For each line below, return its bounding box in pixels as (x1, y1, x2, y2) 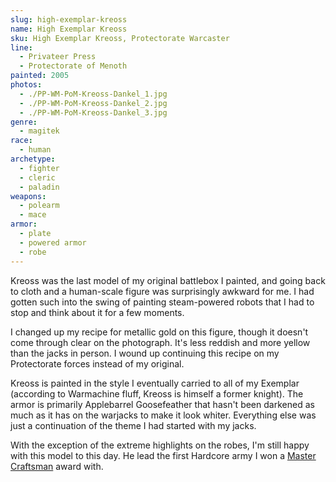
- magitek (19, 126, 60, 136)
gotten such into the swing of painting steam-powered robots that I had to (10, 296, 315, 308)
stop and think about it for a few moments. (10, 306, 185, 318)
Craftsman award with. (10, 460, 104, 472)
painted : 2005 (10, 71, 70, 81)
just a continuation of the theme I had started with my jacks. (10, 419, 257, 431)
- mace (19, 210, 47, 220)
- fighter (19, 163, 60, 173)
